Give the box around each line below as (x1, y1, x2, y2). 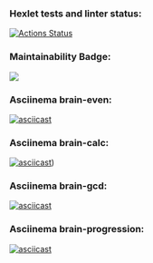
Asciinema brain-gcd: (9, 180, 108, 192)
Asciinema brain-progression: (9, 223, 145, 236)
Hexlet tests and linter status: (9, 7, 142, 20)
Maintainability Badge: (9, 51, 111, 63)
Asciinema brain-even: (9, 93, 112, 106)
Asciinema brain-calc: (9, 136, 110, 149)
